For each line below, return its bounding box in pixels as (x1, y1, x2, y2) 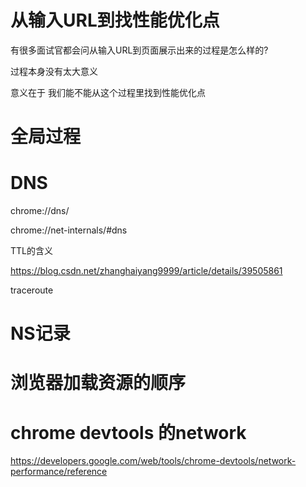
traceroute (10, 284, 54, 296)
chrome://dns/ (10, 205, 70, 217)
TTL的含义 (10, 245, 53, 257)
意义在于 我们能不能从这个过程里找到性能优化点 (10, 86, 206, 98)
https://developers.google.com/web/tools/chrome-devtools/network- (10, 455, 297, 467)
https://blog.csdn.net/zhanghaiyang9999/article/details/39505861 (10, 265, 283, 277)
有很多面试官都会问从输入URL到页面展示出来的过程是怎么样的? (10, 44, 269, 56)
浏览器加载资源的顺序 (10, 372, 187, 395)
